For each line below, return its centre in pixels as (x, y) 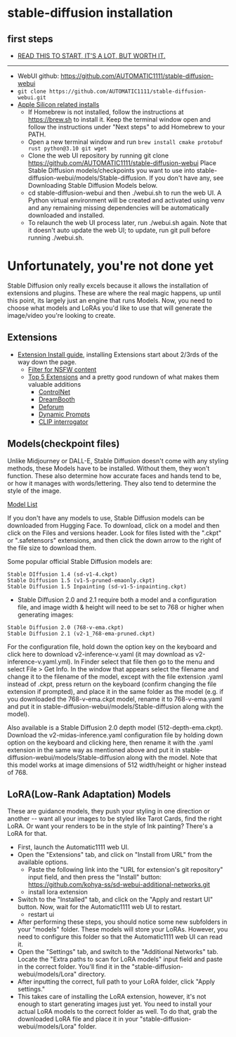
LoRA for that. (27, 834)
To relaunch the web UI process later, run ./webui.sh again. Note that (127, 223)
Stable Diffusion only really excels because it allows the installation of (108, 285)
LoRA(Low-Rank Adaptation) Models (89, 794)
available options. (43, 862)
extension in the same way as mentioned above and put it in (94, 749)
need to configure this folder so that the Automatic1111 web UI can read (120, 937)
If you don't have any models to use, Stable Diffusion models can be (106, 517)
